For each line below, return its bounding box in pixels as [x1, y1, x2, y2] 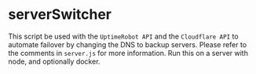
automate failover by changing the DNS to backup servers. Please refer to [8, 39, 247, 49]
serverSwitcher [8, 6, 112, 24]
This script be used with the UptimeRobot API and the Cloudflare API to [8, 31, 239, 41]
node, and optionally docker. [8, 57, 101, 66]
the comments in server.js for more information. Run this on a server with [8, 48, 249, 57]
